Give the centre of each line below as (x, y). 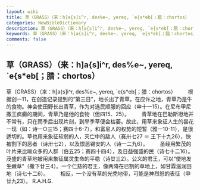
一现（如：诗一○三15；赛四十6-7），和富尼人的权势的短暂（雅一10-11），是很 (100, 129)
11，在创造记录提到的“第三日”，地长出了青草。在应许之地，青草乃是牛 (107, 99)
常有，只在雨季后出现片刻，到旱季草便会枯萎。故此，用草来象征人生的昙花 (102, 121)
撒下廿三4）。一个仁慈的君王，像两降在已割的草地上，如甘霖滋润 (108, 166)
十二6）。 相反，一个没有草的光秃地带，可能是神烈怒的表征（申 (109, 173)
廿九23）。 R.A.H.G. (30, 181)
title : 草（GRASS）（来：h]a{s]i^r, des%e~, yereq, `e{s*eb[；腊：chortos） (98, 17)
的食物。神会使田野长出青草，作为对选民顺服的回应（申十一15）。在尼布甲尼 (99, 106)
